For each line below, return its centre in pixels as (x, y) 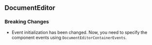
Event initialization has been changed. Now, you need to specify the (79, 32)
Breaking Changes (27, 22)
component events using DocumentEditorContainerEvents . (69, 37)
